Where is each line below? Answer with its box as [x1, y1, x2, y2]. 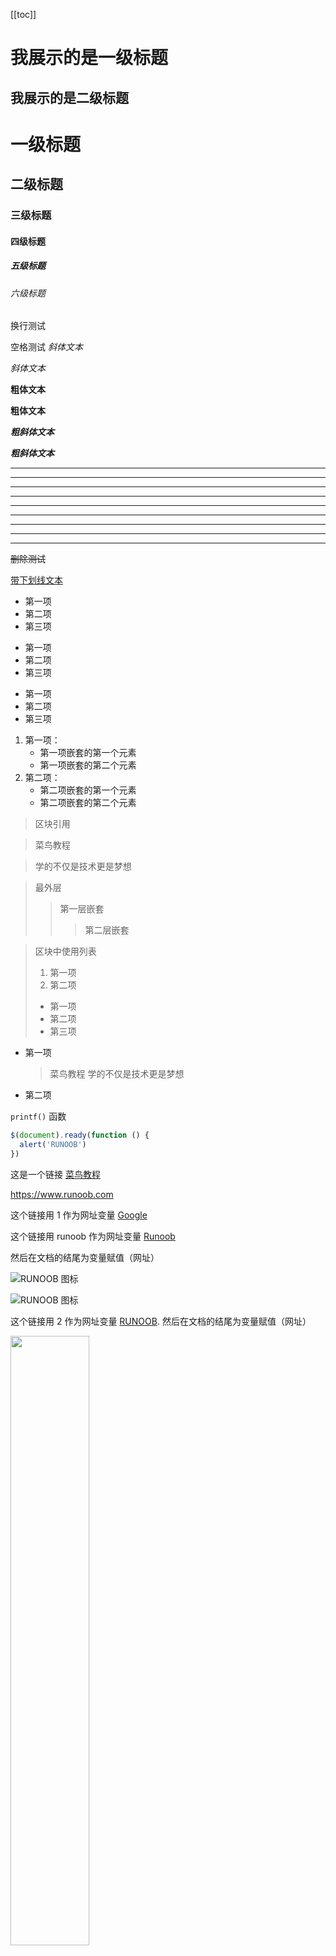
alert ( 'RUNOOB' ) [19, 1140, 87, 1150]
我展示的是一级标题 [10, 47, 169, 69]
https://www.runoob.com [10, 1188, 114, 1200]
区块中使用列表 [34, 945, 97, 958]
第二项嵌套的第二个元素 [39, 797, 137, 809]
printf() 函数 [10, 1110, 67, 1123]
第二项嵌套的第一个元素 [39, 784, 137, 796]
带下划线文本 [10, 574, 63, 586]
